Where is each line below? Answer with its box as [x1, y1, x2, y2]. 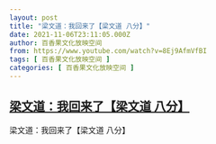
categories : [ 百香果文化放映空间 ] [9, 64, 135, 73]
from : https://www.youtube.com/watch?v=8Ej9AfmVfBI [9, 47, 207, 56]
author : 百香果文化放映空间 [9, 38, 103, 48]
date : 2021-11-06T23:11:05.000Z [9, 30, 130, 39]
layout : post [9, 13, 58, 22]
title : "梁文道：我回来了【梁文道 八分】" [9, 22, 150, 31]
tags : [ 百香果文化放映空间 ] [9, 55, 111, 64]
